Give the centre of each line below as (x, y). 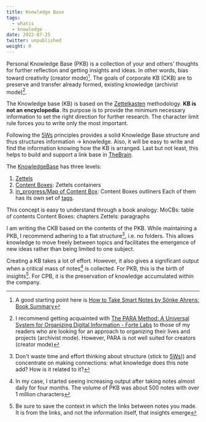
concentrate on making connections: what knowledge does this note (102, 363)
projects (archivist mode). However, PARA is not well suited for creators (105, 338)
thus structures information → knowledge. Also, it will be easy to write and (100, 142)
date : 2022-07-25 (29, 35)
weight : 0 (19, 47)
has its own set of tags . (45, 198)
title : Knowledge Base (35, 12)
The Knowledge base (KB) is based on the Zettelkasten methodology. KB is (101, 104)
